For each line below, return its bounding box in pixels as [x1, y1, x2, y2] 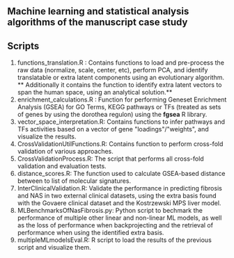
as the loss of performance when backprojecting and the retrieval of [17, 221, 214, 229]
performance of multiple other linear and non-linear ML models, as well [17, 213, 222, 222]
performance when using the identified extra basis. [17, 229, 164, 237]
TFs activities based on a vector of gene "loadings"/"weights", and [17, 125, 209, 134]
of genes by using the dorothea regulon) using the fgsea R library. [17, 111, 208, 119]
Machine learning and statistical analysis [7, 6, 189, 17]
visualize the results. [17, 132, 77, 141]
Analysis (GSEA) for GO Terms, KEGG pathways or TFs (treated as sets [17, 103, 221, 111]
